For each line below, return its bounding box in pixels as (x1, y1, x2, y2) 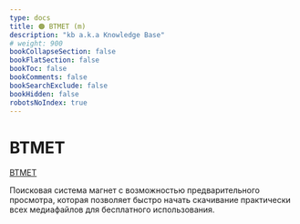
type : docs (9, 13, 51, 23)
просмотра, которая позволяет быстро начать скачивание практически (9, 195, 292, 206)
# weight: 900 (9, 38, 64, 48)
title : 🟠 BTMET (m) (9, 22, 87, 31)
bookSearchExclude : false (9, 81, 108, 90)
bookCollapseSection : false (9, 47, 117, 56)
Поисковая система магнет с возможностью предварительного (9, 185, 261, 196)
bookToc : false (9, 65, 67, 74)
